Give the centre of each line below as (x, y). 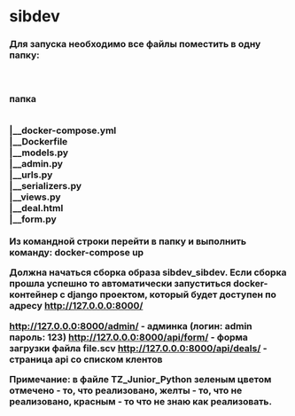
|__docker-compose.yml (63, 130)
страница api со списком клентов (86, 359)
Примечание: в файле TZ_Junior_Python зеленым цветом (140, 379)
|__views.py (35, 197)
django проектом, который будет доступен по (172, 294)
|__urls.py (31, 175)
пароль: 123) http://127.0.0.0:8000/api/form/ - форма (128, 337)
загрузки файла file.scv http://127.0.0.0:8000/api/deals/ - (138, 348)
